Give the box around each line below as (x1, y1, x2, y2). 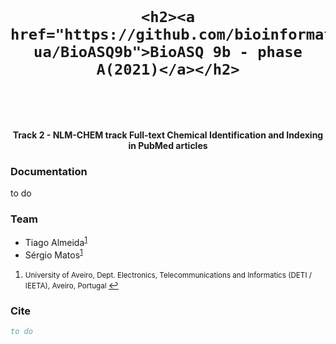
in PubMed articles (128, 139, 208, 151)
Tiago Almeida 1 (24, 235, 88, 249)
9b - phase (212, 43, 303, 62)
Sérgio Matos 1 (24, 247, 83, 261)
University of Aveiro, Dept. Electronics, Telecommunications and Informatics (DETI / (24, 270, 313, 280)
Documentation (10, 164, 88, 178)
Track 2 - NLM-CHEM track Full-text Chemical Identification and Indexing (12, 129, 324, 141)
